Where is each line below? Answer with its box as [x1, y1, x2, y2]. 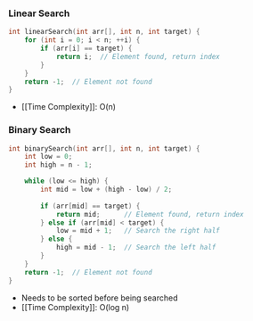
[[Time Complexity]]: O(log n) [20, 301, 130, 312]
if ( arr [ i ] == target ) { [40, 44, 133, 53]
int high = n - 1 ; [24, 160, 93, 169]
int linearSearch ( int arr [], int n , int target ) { [8, 28, 200, 37]
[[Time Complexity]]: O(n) [20, 102, 117, 112]
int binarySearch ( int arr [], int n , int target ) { [8, 144, 200, 153]
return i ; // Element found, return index [55, 52, 220, 61]
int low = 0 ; [24, 152, 73, 161]
